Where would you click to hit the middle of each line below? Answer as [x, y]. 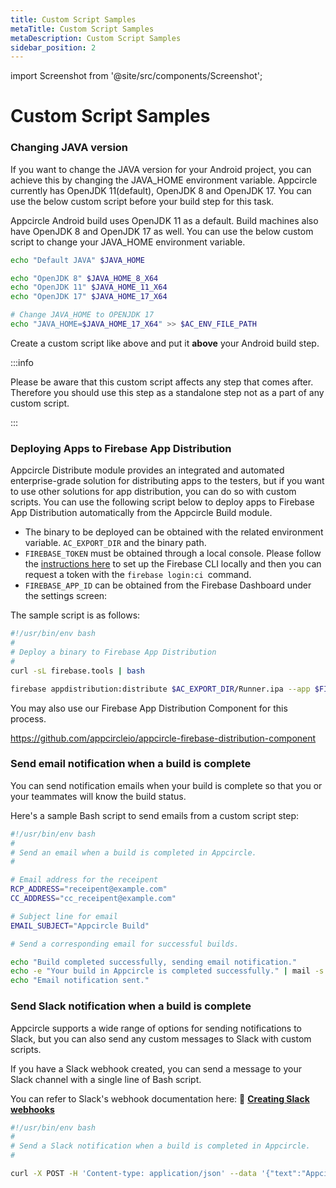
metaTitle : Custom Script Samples [82, 29]
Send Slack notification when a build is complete [131, 1006]
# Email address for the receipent [84, 880]
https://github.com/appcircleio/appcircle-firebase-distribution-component [163, 738]
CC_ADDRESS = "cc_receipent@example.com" [93, 899]
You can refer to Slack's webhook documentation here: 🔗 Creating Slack [160, 1098]
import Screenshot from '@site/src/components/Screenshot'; [136, 76]
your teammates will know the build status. [98, 796]
